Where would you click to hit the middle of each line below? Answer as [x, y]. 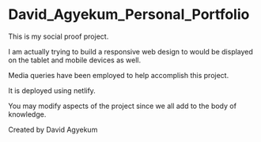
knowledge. [27, 114]
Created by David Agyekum [53, 129]
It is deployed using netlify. [52, 90]
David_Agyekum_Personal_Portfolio [129, 15]
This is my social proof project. [59, 36]
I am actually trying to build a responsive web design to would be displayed [130, 51]
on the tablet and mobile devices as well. [75, 60]
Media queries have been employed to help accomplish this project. [119, 75]
